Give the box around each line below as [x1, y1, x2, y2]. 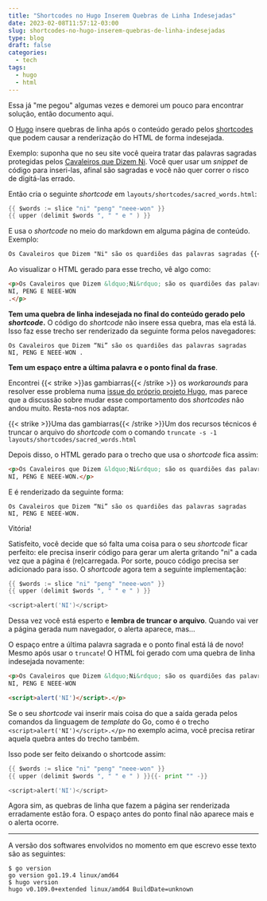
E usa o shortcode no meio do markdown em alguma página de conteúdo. [8, 226, 250, 236]
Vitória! [8, 523, 32, 533]
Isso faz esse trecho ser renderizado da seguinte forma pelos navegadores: [8, 326, 257, 336]
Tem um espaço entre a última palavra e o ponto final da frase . [8, 362, 219, 372]
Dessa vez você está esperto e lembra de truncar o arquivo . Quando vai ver [8, 616, 259, 626]
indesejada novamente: [8, 657, 85, 667]
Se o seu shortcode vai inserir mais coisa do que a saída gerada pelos [8, 708, 238, 718]
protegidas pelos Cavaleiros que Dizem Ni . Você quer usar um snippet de [8, 156, 249, 166]
